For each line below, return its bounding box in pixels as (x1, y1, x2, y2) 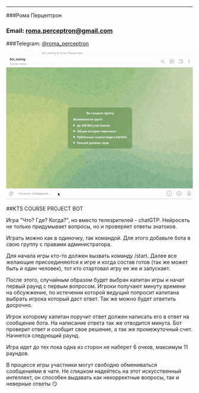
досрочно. (6, 302, 33, 309)
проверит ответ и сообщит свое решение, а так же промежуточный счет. (6, 326, 192, 333)
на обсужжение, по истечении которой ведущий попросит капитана (6, 289, 179, 296)
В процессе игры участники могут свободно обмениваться (6, 362, 158, 369)
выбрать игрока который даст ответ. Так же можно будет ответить (6, 295, 176, 303)
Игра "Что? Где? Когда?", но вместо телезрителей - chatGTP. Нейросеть (6, 217, 191, 224)
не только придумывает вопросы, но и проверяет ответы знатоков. (6, 223, 178, 230)
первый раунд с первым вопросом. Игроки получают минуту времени (6, 283, 186, 290)
